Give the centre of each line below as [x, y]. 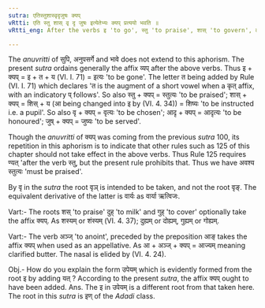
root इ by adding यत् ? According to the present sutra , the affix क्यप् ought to [129, 278]
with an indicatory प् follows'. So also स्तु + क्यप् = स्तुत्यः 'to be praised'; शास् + [127, 95]
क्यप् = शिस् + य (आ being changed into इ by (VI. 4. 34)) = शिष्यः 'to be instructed [131, 104]
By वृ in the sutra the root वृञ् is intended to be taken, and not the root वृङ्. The [132, 187]
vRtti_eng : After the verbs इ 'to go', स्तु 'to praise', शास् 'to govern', [130, 30]
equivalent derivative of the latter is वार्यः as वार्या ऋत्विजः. [94, 196]
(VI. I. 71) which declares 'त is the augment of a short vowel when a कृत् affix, [131, 86]
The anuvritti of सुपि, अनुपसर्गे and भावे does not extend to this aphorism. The [126, 59]
